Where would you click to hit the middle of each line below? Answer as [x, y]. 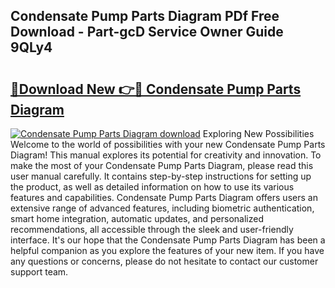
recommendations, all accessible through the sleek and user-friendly [152, 229]
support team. [39, 272]
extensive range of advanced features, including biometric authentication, [162, 208]
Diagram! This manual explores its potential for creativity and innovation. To [166, 155]
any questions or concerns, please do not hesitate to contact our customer [164, 261]
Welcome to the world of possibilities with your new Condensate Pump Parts [168, 144]
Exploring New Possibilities [258, 133]
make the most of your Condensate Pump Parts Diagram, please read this [162, 165]
